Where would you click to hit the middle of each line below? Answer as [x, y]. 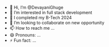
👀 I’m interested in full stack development [51, 12]
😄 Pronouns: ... [25, 35]
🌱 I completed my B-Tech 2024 [40, 18]
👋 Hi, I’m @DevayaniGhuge [37, 7]
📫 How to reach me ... [32, 28]
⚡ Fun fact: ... [23, 40]
